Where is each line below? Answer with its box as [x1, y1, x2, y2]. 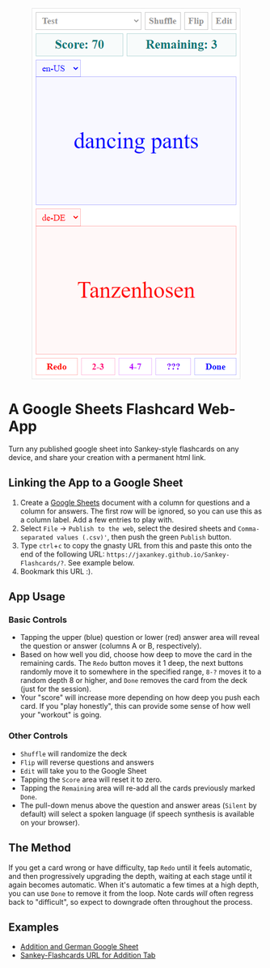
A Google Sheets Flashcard [8, 400, 195, 419]
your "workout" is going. [19, 710, 102, 720]
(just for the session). [19, 684, 91, 694]
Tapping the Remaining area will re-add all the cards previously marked [19, 783, 255, 793]
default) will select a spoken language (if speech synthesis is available [19, 808, 255, 818]
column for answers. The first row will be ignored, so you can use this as [19, 506, 263, 516]
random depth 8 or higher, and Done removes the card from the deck [19, 676, 248, 685]
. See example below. [63, 557, 135, 567]
